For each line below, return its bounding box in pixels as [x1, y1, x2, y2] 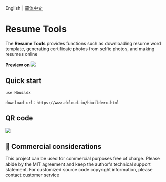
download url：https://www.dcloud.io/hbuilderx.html [5, 100, 119, 105]
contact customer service [5, 172, 60, 178]
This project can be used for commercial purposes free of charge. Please [5, 156, 160, 162]
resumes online [5, 51, 38, 57]
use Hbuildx [5, 90, 31, 95]
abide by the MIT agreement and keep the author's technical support [5, 161, 151, 167]
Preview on [5, 62, 30, 68]
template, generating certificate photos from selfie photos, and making [5, 46, 155, 52]
